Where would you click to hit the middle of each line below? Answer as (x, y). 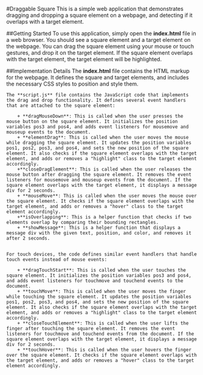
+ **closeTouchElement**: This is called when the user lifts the (103, 323)
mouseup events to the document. (49, 132)
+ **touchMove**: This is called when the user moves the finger (102, 291)
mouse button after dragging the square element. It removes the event (99, 175)
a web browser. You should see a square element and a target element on (98, 40)
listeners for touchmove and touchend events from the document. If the (100, 334)
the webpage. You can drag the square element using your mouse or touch (100, 46)
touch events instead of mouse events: (57, 260)
